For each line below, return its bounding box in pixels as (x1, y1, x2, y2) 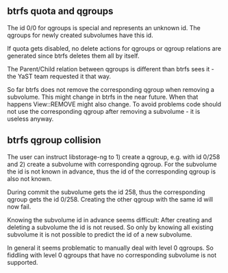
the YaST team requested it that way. (7, 72, 112, 80)
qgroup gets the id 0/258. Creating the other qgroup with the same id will (7, 195, 214, 203)
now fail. (7, 202, 31, 211)
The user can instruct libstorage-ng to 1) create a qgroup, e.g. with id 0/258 (7, 152, 220, 161)
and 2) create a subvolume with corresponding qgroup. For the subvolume (7, 160, 217, 168)
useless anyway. (7, 115, 54, 123)
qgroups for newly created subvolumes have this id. (7, 31, 153, 39)
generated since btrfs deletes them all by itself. (7, 51, 140, 60)
